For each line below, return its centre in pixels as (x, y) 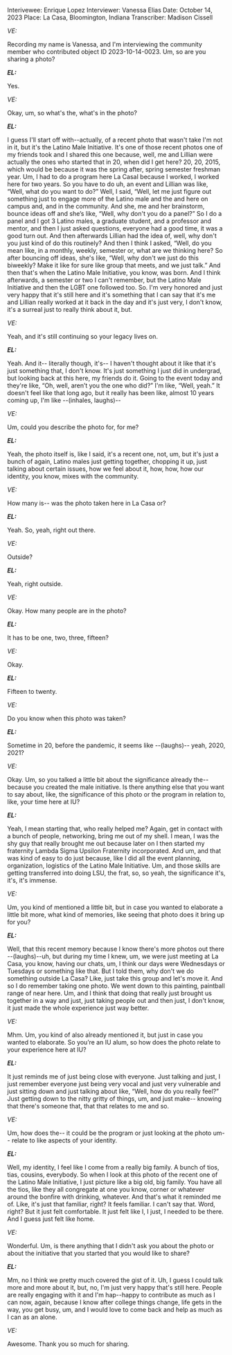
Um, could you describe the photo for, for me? (73, 427)
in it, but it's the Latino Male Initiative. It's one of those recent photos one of (115, 147)
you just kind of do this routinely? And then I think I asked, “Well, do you (110, 243)
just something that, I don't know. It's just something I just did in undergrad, (115, 371)
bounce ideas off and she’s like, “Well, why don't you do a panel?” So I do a (115, 214)
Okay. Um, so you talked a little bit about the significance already (100, 780)
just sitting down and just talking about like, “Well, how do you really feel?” (113, 1091)
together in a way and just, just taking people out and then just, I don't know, (116, 1000)
